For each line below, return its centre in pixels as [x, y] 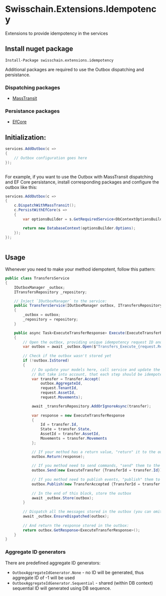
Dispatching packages [33, 88]
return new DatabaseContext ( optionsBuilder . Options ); [79, 228]
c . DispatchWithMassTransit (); [45, 206]
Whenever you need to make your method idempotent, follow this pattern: [80, 269]
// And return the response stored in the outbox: [76, 525]
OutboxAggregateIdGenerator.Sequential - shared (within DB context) [83, 583]
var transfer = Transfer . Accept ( [66, 379]
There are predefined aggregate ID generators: [53, 563]
